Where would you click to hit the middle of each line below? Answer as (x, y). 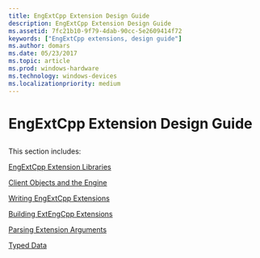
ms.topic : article (39, 61)
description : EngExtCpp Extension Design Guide (90, 23)
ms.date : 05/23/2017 (43, 53)
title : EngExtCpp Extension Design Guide (79, 16)
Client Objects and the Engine (58, 183)
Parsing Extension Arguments (58, 230)
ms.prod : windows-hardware (54, 69)
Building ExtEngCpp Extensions (61, 214)
